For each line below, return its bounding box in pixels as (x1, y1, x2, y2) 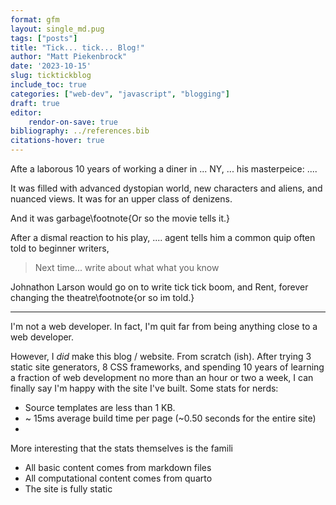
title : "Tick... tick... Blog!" (10, 42, 145, 53)
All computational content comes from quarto (24, 472, 213, 484)
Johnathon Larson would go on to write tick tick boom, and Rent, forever (10, 281, 309, 293)
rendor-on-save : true (28, 117, 118, 127)
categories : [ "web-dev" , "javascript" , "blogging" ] (10, 89, 230, 99)
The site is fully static (24, 483, 113, 495)
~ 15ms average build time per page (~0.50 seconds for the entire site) (24, 412, 317, 424)
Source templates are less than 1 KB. (24, 402, 176, 413)
